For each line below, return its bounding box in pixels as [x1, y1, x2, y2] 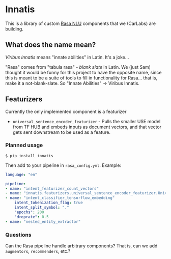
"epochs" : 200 [14, 210, 44, 215]
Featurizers [5, 95, 43, 104]
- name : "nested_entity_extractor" [5, 219, 81, 224]
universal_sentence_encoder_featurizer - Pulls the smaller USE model [12, 118, 161, 124]
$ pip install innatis [5, 153, 53, 158]
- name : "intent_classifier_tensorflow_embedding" [5, 195, 115, 200]
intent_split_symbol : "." [14, 205, 70, 210]
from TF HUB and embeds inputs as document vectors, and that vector [12, 124, 162, 130]
